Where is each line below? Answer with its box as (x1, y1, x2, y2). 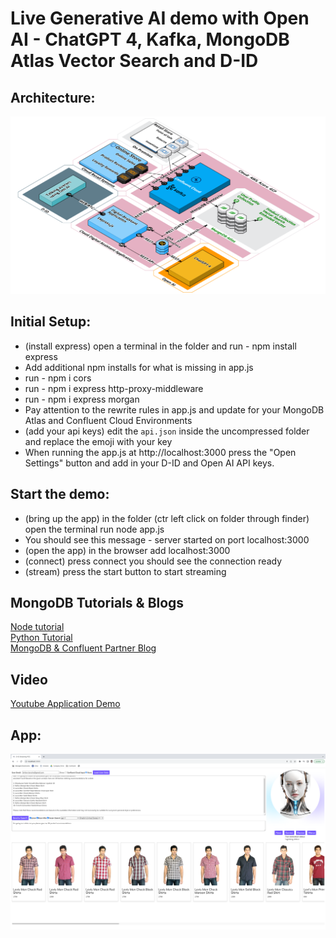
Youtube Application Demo (10, 698, 121, 710)
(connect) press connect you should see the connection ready (24, 555, 283, 567)
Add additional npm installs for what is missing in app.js (24, 361, 254, 373)
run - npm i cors (24, 372, 92, 384)
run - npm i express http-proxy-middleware (24, 382, 204, 394)
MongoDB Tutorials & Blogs (10, 595, 185, 611)
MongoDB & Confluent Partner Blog (10, 642, 157, 654)
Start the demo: (10, 486, 110, 503)
